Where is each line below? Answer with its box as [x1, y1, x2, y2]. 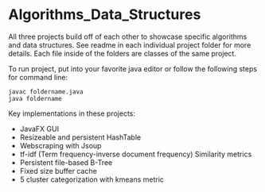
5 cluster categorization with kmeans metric [19, 175, 165, 184]
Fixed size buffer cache [19, 166, 97, 175]
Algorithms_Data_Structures [8, 6, 201, 24]
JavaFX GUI [19, 124, 60, 133]
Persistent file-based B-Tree [19, 157, 113, 167]
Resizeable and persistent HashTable [19, 132, 142, 142]
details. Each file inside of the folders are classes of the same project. [8, 48, 237, 58]
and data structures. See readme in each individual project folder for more [8, 40, 251, 49]
